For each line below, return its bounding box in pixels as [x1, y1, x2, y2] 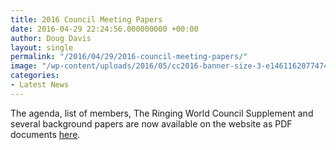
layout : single [10, 42, 74, 53]
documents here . [10, 128, 81, 140]
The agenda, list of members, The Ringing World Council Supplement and [10, 107, 314, 119]
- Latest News [10, 80, 70, 90]
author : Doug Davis [10, 33, 92, 43]
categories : [10, 71, 60, 81]
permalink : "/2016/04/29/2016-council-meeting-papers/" [10, 52, 248, 62]
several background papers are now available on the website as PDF [10, 117, 293, 130]
